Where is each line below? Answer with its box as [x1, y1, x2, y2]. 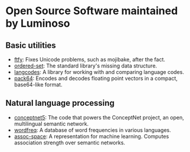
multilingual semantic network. [14, 120, 89, 127]
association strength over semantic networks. [14, 139, 125, 146]
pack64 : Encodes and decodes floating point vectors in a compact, [14, 75, 178, 82]
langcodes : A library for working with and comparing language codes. [14, 69, 184, 75]
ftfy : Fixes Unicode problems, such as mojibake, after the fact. [14, 56, 166, 63]
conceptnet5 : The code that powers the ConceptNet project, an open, [14, 114, 184, 121]
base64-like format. [14, 81, 63, 88]
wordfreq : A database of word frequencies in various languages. [14, 126, 172, 134]
